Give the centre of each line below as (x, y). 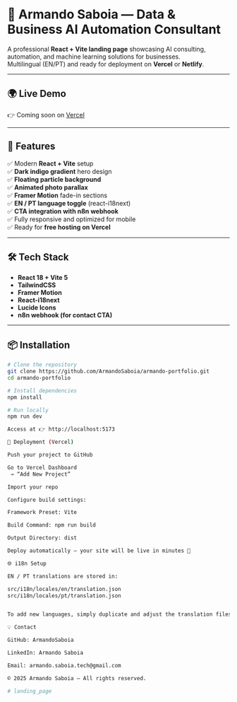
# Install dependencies (42, 391)
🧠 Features (31, 147)
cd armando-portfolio (39, 378)
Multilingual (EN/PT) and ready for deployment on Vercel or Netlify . (106, 64)
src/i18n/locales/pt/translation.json (64, 596)
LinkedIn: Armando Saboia (45, 653)
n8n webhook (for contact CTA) (65, 315)
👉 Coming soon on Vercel (46, 115)
